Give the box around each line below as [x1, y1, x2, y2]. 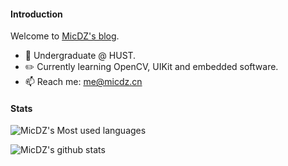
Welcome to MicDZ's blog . [10, 30, 120, 42]
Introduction [10, 8, 63, 20]
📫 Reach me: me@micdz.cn [24, 76, 143, 88]
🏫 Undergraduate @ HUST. [24, 50, 137, 62]
